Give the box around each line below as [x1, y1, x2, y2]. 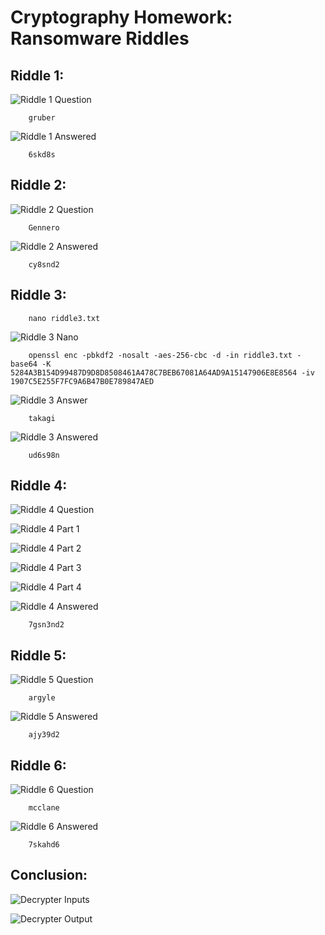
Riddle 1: [10, 67, 65, 84]
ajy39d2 [28, 730, 60, 740]
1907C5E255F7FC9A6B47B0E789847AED [10, 376, 155, 386]
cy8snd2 [28, 259, 60, 270]
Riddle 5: [10, 647, 67, 664]
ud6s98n [28, 450, 60, 460]
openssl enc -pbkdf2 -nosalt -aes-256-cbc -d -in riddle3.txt [28, 350, 293, 360]
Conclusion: [10, 867, 88, 884]
